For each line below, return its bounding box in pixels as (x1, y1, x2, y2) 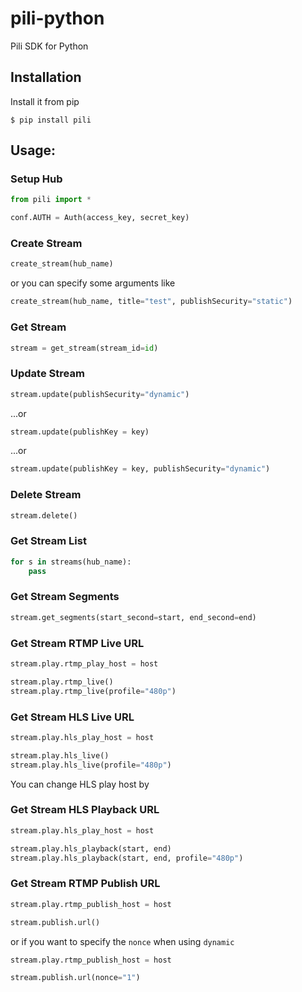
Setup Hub (10, 172, 63, 186)
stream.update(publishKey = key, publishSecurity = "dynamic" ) (10, 464, 271, 474)
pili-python (10, 7, 105, 30)
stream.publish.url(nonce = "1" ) (10, 973, 141, 983)
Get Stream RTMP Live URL (10, 636, 145, 650)
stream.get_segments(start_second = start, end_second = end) (10, 612, 257, 622)
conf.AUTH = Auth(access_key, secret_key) (10, 213, 190, 223)
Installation (10, 69, 82, 86)
